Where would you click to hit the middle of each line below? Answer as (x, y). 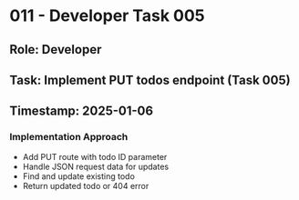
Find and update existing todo (78, 176)
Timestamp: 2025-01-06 (81, 111)
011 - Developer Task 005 (107, 16)
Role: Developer (56, 50)
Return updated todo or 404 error (86, 185)
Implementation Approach (69, 137)
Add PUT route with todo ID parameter (95, 156)
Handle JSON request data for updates (96, 166)
